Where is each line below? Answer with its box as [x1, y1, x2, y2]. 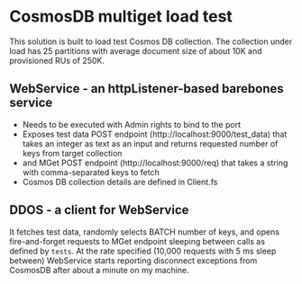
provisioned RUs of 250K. [9, 55, 105, 66]
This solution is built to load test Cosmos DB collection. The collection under [9, 36, 293, 47]
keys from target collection [22, 147, 123, 158]
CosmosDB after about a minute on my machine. [9, 264, 189, 275]
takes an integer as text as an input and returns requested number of [22, 138, 279, 149]
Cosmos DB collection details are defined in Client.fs [22, 176, 218, 187]
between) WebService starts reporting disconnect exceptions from [9, 254, 258, 266]
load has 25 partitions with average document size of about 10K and [9, 45, 262, 56]
